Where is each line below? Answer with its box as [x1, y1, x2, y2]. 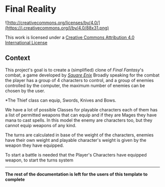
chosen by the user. [5, 87, 45, 94]
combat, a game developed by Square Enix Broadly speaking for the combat [5, 72, 160, 78]
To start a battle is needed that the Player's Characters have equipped [5, 152, 147, 158]
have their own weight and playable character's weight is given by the [5, 137, 146, 143]
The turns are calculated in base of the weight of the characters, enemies [5, 132, 154, 138]
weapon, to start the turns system [5, 157, 74, 163]
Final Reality [5, 3, 56, 15]
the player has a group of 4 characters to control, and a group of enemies [5, 77, 154, 83]
